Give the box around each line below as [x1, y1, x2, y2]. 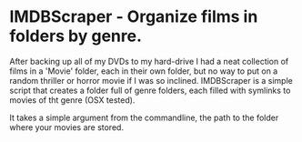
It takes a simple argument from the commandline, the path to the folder [9, 112, 279, 123]
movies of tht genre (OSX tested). [9, 94, 136, 106]
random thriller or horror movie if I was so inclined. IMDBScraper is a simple [9, 75, 293, 86]
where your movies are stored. [9, 121, 125, 133]
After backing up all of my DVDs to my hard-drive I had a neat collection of [9, 56, 289, 66]
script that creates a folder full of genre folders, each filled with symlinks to [9, 85, 291, 96]
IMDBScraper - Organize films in [9, 6, 258, 27]
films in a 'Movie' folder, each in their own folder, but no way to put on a [9, 66, 278, 76]
